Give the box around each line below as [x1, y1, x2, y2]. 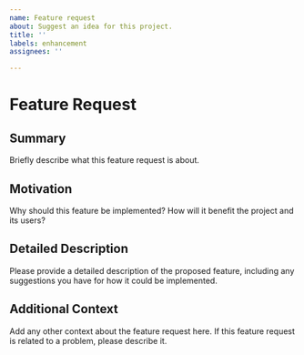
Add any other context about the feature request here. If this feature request [9, 325, 296, 337]
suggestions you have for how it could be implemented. [9, 275, 218, 286]
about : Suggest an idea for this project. [9, 22, 173, 31]
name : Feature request [9, 13, 96, 23]
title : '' [9, 30, 47, 39]
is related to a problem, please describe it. [9, 335, 167, 346]
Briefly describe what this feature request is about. [9, 155, 200, 166]
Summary [9, 130, 66, 146]
